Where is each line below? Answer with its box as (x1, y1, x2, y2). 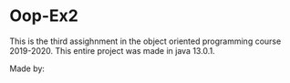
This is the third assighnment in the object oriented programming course (9, 36, 282, 47)
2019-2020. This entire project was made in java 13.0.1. (9, 45, 216, 56)
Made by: (9, 63, 46, 74)
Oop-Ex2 (9, 5, 79, 26)
